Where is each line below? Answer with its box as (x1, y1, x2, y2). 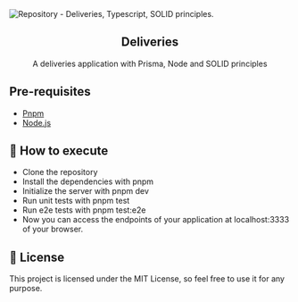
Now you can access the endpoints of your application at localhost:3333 (21, 214, 290, 225)
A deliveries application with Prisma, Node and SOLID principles (32, 58, 268, 69)
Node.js (21, 117, 52, 128)
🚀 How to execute (9, 143, 109, 159)
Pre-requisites (9, 84, 91, 99)
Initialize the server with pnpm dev (21, 186, 150, 197)
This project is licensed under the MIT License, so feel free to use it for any (9, 273, 286, 284)
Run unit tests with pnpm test (21, 196, 130, 206)
